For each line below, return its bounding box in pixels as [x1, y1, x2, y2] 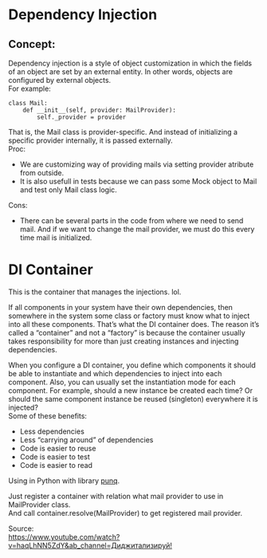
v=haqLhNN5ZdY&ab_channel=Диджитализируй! [8, 540, 173, 550]
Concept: [8, 37, 56, 51]
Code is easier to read [19, 460, 93, 470]
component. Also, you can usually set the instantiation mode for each [8, 377, 236, 387]
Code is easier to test [19, 452, 90, 462]
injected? [8, 403, 38, 412]
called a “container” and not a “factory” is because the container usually [8, 328, 245, 337]
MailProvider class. [8, 500, 71, 509]
